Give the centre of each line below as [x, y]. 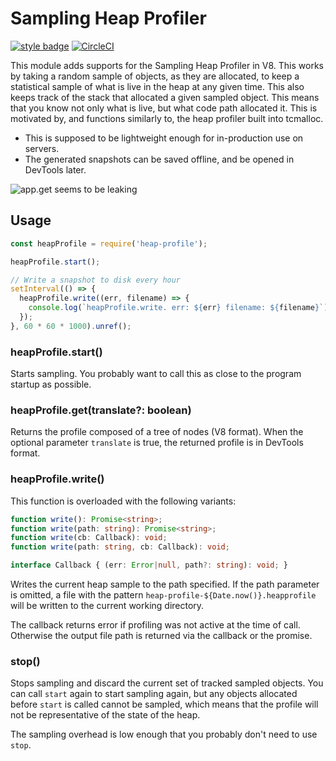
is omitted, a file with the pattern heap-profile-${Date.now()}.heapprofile [163, 595]
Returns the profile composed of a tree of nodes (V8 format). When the [157, 432]
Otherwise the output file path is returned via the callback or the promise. [161, 636]
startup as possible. [51, 384]
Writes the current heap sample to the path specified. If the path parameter [165, 584]
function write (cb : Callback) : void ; [89, 538]
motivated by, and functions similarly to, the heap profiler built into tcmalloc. [167, 118]
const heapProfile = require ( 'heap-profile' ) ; [109, 243]
